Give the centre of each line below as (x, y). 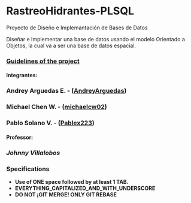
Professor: (20, 137)
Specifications (28, 169)
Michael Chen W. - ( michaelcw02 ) (57, 107)
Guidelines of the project (43, 61)
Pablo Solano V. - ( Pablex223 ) (50, 123)
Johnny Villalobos (33, 153)
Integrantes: (22, 75)
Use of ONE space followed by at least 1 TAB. (72, 182)
